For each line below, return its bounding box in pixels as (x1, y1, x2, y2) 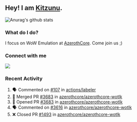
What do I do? (5, 29, 39, 36)
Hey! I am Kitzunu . (5, 4, 63, 12)
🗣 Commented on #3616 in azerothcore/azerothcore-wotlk (12, 104, 132, 110)
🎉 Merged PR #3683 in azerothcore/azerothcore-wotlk (12, 94, 122, 100)
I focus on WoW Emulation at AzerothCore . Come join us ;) (5, 40, 123, 46)
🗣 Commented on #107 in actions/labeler (12, 86, 96, 92)
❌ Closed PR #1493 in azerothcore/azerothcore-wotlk (12, 111, 121, 117)
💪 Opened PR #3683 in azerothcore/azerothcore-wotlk (12, 99, 123, 104)
